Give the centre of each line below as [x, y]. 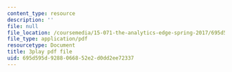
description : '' [30, 20]
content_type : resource [41, 13]
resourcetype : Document [41, 45]
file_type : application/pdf [48, 39]
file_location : [29, 33]
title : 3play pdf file [40, 52]
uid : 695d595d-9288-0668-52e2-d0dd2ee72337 [71, 58]
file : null [23, 26]
